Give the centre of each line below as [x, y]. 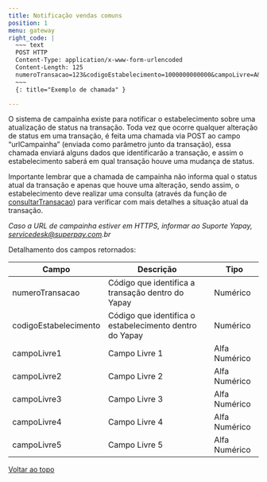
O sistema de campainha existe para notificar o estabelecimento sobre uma [132, 119]
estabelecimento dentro [152, 325]
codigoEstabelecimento [56, 325]
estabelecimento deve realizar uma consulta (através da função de [118, 194]
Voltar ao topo [31, 469]
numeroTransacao [46, 293]
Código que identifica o [152, 316]
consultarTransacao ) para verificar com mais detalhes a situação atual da [128, 202]
